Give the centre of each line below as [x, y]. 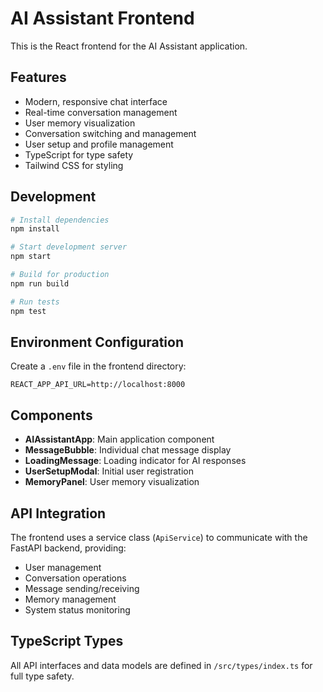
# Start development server [69, 247]
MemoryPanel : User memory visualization [112, 482]
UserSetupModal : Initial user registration [109, 471]
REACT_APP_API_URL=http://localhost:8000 [98, 385]
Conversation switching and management [110, 133]
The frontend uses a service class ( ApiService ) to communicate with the [159, 537]
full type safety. [42, 676]
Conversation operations [75, 578]
